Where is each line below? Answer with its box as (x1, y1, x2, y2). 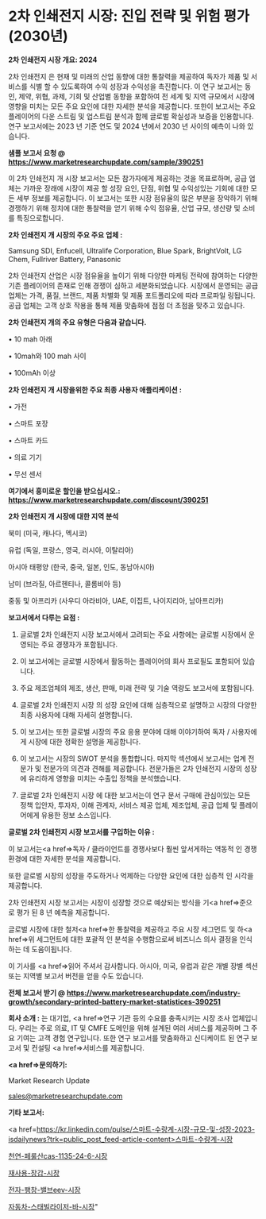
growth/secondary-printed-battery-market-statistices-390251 (8, 997, 221, 1006)
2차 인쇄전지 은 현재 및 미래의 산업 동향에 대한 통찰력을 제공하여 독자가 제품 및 (8, 71, 249, 81)
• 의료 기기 (8, 452, 42, 461)
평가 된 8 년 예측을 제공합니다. (16, 907, 110, 917)
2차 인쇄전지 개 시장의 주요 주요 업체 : (8, 230, 123, 239)
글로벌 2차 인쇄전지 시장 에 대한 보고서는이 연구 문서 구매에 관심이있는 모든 (19, 790, 251, 800)
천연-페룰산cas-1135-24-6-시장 (8, 1151, 108, 1160)
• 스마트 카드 (8, 435, 49, 445)
